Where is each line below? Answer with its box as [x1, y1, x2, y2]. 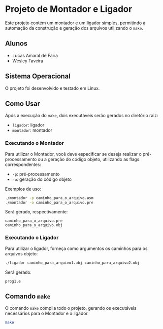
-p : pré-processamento [12, 171, 60, 177]
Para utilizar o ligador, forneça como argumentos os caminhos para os [5, 246, 148, 251]
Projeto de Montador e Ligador [5, 3, 132, 15]
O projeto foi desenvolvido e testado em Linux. [5, 85, 100, 91]
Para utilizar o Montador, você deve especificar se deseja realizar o [5, 151, 142, 157]
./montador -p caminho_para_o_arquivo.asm [5, 195, 94, 201]
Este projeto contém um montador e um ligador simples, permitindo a [5, 20, 146, 26]
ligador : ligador [12, 122, 45, 128]
